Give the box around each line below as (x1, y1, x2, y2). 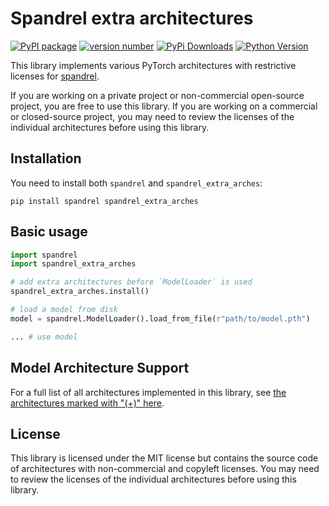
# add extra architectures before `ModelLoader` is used (10, 277, 253, 287)
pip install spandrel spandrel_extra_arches (10, 196, 199, 206)
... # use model (10, 332, 78, 342)
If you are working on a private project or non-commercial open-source (10, 89, 305, 101)
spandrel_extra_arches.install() (10, 287, 150, 297)
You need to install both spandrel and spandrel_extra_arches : (10, 177, 263, 189)
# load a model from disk (10, 305, 118, 315)
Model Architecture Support (10, 360, 190, 377)
